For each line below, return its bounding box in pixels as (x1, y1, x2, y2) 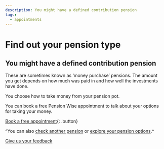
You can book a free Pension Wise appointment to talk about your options (5, 103, 159, 109)
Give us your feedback (5, 138, 53, 144)
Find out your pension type (5, 39, 121, 50)
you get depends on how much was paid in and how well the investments (5, 78, 158, 84)
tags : (5, 12, 17, 17)
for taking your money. (5, 108, 53, 114)
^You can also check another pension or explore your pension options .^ (5, 128, 154, 134)
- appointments (10, 17, 42, 22)
